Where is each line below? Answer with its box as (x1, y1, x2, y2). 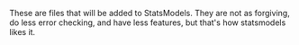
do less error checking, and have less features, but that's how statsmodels (9, 17, 286, 28)
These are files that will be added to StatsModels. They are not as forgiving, (9, 8, 290, 18)
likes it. (9, 27, 36, 37)
